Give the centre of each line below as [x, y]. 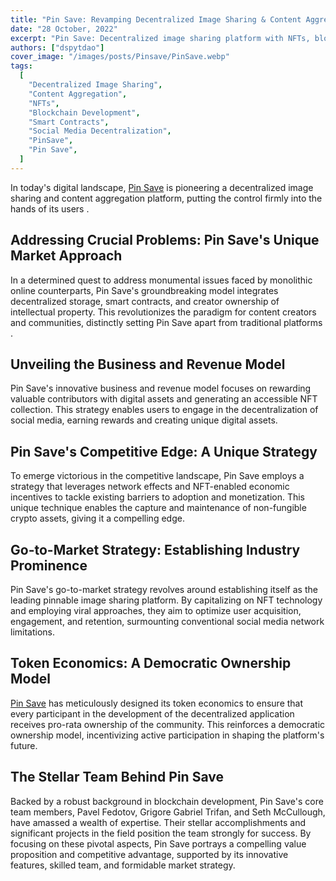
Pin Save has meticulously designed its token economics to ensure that [157, 703]
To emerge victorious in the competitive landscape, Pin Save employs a [157, 476]
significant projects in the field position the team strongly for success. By [161, 833]
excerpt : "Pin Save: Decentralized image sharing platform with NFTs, [160, 38]
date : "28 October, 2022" [64, 29]
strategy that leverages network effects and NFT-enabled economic [150, 487]
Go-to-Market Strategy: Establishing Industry [155, 549]
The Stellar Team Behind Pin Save [117, 777]
